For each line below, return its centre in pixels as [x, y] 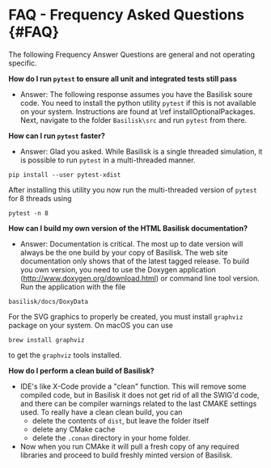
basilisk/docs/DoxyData [49, 301]
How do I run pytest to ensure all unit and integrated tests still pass [123, 78]
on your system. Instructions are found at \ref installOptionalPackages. [138, 112]
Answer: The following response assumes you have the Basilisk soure [136, 94]
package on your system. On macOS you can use [91, 325]
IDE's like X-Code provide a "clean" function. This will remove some [133, 386]
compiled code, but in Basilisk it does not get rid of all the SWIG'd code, [140, 394]
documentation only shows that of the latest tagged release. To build [134, 261]
